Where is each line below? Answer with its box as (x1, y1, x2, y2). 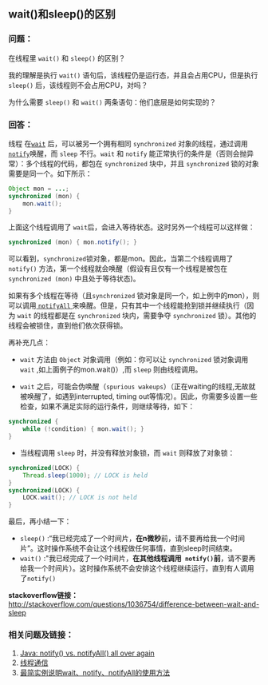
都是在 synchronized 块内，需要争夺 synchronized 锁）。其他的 (54, 311, 257, 321)
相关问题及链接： (8, 630, 74, 641)
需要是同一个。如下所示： (8, 169, 93, 178)
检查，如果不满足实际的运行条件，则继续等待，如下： (19, 402, 195, 412)
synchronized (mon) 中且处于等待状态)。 (8, 274, 140, 284)
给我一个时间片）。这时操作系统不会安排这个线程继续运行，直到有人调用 (19, 564, 254, 573)
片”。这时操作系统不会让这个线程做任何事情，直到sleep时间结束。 (19, 544, 237, 553)
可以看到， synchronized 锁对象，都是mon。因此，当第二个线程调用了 (8, 254, 234, 264)
